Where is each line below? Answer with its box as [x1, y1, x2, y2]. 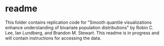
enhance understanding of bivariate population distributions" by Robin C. [5, 24, 154, 30]
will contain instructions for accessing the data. [5, 35, 101, 41]
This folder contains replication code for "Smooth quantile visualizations [5, 19, 152, 25]
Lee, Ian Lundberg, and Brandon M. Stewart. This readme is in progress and [5, 30, 160, 36]
